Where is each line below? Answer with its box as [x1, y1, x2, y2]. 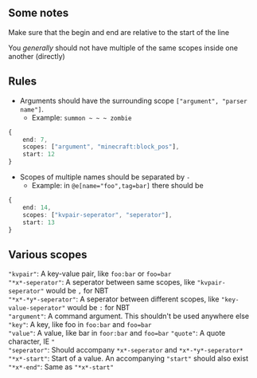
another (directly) [8, 51, 65, 61]
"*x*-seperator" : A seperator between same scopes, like [8, 278, 196, 287]
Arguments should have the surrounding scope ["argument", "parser [19, 96, 248, 105]
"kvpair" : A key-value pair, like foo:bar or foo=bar [8, 269, 172, 278]
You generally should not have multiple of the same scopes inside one [8, 43, 239, 53]
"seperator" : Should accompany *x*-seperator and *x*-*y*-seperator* [8, 345, 244, 355]
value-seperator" [8, 305, 66, 313]
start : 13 [22, 219, 56, 226]
